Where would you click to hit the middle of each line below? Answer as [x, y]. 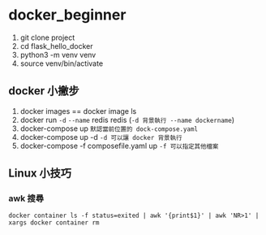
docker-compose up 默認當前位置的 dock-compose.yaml [109, 128]
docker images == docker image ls [78, 111]
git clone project [47, 37]
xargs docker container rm [54, 223]
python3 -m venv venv [58, 54]
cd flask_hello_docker [56, 46]
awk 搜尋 [26, 198]
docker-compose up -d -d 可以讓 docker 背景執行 [101, 137]
